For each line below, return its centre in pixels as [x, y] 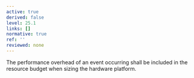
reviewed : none [25, 46]
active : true [23, 12]
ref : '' [16, 40]
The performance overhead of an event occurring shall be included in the [97, 62]
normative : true [26, 34]
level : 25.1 [21, 23]
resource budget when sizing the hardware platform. [71, 68]
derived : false [25, 17]
